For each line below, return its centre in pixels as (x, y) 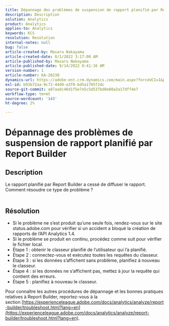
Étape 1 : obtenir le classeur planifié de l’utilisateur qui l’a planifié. (80, 250)
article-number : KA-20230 (32, 75)
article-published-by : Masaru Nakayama (47, 61)
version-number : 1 (24, 71)
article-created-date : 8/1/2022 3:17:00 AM (52, 57)
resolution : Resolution (30, 38)
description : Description (32, 15)
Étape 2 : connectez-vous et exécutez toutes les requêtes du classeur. (86, 255)
